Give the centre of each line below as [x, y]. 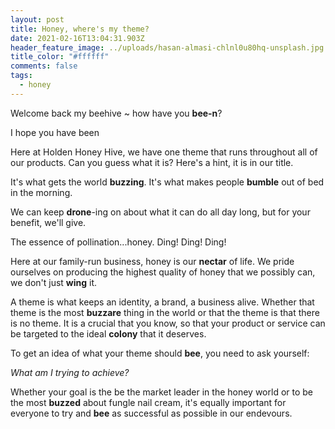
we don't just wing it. [54, 282]
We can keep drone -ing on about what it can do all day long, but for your [160, 212]
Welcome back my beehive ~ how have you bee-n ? [116, 113]
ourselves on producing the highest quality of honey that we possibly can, [163, 272]
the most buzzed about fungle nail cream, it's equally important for [148, 402]
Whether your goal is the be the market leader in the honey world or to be [162, 392]
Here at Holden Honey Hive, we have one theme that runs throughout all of [164, 152]
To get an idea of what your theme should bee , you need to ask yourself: [160, 353]
